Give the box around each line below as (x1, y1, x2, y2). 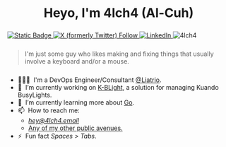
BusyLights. (17, 90, 52, 100)
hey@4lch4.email (28, 117, 80, 125)
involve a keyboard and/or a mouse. (24, 57, 129, 66)
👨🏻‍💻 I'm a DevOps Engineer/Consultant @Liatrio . (17, 76, 162, 84)
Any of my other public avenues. (28, 124, 123, 132)
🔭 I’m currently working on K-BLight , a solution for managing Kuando (17, 83, 219, 92)
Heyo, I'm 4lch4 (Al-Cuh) (43, 5, 194, 21)
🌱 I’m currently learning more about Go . (17, 98, 135, 107)
